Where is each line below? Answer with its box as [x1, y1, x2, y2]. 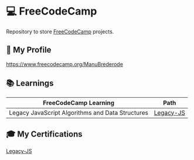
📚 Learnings [6, 79, 54, 88]
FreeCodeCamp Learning [43, 98, 115, 107]
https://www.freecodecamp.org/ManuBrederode [6, 60, 123, 67]
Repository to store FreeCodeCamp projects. [6, 28, 114, 35]
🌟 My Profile [6, 45, 52, 55]
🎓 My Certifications [6, 129, 83, 139]
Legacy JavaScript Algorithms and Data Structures [9, 108, 148, 117]
